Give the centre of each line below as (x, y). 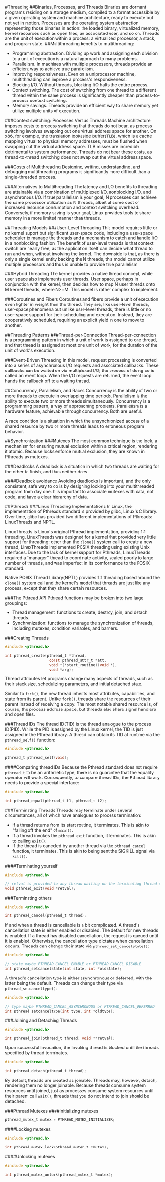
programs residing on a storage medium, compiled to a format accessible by (82, 12)
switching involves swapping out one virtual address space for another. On (81, 131)
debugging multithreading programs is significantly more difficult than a (78, 172)
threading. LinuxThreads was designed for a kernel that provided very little (81, 537)
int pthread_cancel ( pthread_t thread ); (46, 916)
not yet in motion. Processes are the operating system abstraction (72, 23)
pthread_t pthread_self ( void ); (37, 758)
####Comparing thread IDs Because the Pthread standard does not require (82, 767)
